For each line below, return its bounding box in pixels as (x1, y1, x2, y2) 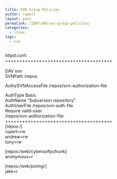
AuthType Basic (5, 92, 37, 98)
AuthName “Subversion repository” (5, 97, 76, 103)
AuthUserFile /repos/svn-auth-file (5, 102, 73, 108)
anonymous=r (5, 154, 33, 159)
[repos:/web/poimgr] (5, 163, 47, 169)
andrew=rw (5, 134, 28, 139)
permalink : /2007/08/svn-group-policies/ (5, 21, 91, 26)
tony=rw (5, 139, 22, 145)
